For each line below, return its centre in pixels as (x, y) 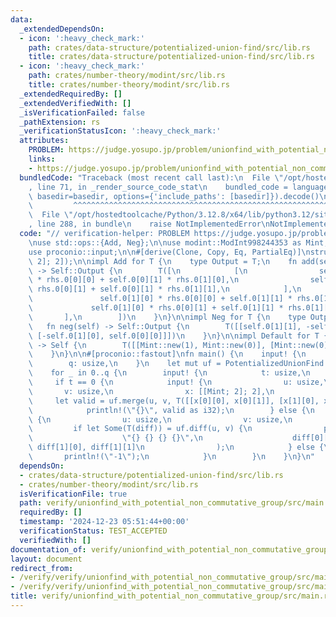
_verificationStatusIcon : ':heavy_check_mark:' (120, 131)
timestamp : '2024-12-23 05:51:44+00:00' (104, 522)
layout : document (46, 559)
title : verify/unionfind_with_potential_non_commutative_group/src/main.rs (171, 596)
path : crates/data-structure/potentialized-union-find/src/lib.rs (169, 47)
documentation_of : (48, 549)
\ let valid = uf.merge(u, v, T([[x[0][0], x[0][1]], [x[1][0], (174, 401)
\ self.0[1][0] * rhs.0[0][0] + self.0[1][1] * (160, 299)
